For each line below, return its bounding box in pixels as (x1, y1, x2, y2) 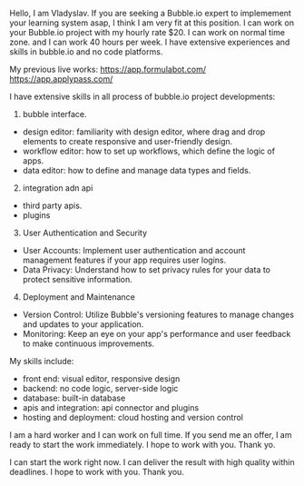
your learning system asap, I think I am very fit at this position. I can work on (9, 17, 295, 28)
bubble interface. (22, 109, 88, 119)
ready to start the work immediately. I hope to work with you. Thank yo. (9, 440, 276, 450)
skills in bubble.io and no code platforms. (9, 46, 163, 57)
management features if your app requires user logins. (22, 254, 227, 265)
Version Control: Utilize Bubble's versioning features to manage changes (22, 309, 295, 320)
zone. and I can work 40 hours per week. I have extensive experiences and (9, 36, 290, 47)
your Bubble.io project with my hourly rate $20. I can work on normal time (9, 27, 286, 37)
